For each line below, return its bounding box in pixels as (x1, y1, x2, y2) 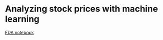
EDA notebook (5, 29, 34, 35)
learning (5, 13, 40, 25)
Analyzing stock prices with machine (5, 3, 158, 14)
